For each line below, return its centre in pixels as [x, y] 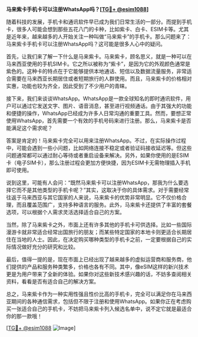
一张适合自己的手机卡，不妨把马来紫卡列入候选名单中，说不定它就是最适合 [101, 309]
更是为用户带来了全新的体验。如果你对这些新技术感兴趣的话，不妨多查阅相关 [99, 274]
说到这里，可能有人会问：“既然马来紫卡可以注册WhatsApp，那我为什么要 [95, 183]
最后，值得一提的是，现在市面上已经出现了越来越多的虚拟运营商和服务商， [96, 259]
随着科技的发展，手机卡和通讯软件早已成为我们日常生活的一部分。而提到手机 [99, 22]
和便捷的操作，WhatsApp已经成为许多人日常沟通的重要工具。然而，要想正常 [99, 113]
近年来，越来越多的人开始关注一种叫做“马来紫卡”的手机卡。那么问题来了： [101, 37]
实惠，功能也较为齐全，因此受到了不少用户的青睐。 [68, 86]
